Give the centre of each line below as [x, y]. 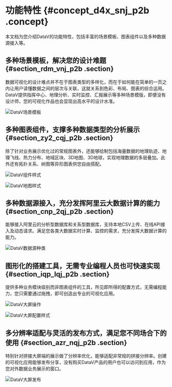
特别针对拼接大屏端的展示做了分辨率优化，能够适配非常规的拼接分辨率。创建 [86, 356]
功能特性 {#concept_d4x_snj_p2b [77, 10]
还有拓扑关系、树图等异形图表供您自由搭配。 [57, 164]
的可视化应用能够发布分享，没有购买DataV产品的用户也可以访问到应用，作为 [86, 362]
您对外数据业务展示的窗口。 [35, 369]
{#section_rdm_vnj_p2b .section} [60, 69]
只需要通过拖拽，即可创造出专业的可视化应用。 [68, 294]
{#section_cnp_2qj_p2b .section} [60, 211]
